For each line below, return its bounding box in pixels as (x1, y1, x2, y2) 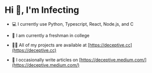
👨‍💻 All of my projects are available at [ (11, 42, 90, 48)
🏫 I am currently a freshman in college (11, 32, 90, 38)
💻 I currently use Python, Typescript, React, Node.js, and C (11, 21, 134, 27)
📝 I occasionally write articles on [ (11, 57, 81, 63)
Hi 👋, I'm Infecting (4, 4, 80, 16)
